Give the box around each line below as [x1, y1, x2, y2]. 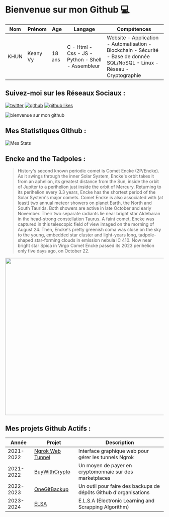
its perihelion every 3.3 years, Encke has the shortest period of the [17, 189, 156, 195]
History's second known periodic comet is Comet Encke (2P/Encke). [17, 168, 159, 174]
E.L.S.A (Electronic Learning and [78, 497, 155, 504]
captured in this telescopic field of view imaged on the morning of [17, 221, 154, 227]
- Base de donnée [106, 53, 150, 60]
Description [105, 439, 134, 446]
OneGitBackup [34, 486, 69, 493]
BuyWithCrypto [34, 468, 70, 475]
